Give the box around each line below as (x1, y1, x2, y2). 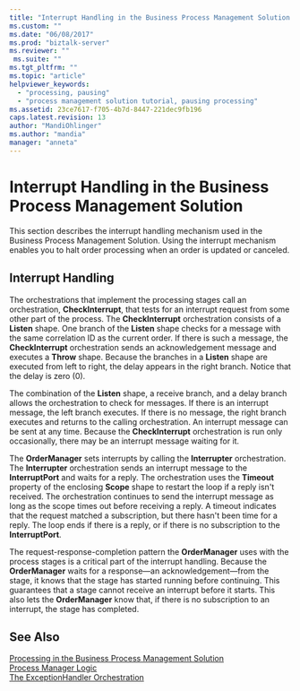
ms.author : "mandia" (9, 130, 87, 139)
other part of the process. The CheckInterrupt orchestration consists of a (9, 313, 282, 324)
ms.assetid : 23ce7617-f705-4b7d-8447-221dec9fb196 (9, 105, 202, 114)
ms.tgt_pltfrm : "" (9, 64, 78, 73)
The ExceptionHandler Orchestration (9, 672, 145, 683)
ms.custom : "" (9, 22, 63, 30)
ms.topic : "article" (9, 72, 87, 81)
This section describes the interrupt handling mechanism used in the (9, 225, 262, 236)
